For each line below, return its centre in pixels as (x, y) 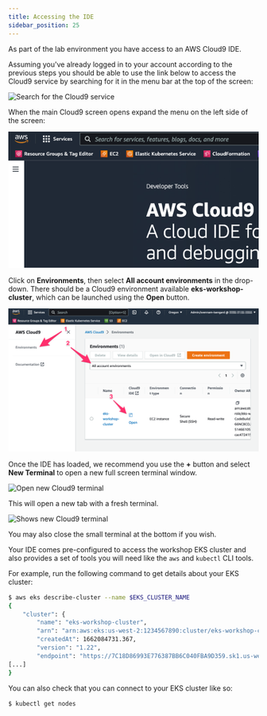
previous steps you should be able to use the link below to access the (122, 72)
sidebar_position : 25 (44, 25)
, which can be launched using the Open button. (110, 297)
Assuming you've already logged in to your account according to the (120, 64)
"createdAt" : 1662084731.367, (87, 640)
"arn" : (48, 631)
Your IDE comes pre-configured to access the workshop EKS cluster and (127, 549)
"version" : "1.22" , (69, 648)
